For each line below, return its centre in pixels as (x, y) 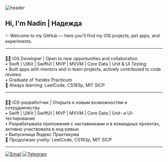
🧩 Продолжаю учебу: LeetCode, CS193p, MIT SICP (58, 139)
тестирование (20, 118)
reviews (13, 74)
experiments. (19, 41)
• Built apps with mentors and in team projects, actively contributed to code (83, 69)
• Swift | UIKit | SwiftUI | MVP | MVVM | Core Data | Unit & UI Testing (76, 64)
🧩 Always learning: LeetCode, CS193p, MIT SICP (55, 85)
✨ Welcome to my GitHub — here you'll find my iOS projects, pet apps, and (82, 36)
